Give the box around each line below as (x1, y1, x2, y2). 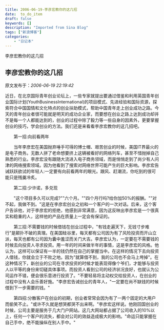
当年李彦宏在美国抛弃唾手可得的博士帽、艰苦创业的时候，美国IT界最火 (13, 144, 155, 150)
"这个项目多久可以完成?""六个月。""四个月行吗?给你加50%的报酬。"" (13, 195, 153, 201)
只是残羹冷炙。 (9, 174, 40, 180)
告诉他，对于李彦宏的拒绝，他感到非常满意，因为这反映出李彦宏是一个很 (9, 207, 155, 213)
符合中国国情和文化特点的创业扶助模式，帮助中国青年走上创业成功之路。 (9, 105, 155, 111)
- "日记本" (14, 39, 34, 44)
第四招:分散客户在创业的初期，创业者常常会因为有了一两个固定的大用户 (13, 295, 156, 301)
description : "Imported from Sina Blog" (5, 25, 89, 30)
